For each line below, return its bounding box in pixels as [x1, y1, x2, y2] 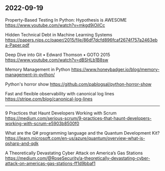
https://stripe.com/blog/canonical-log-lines [5, 96, 93, 102]
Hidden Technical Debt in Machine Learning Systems [5, 31, 112, 37]
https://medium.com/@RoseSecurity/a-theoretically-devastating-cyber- [5, 155, 150, 161]
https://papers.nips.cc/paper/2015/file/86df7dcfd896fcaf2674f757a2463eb [5, 37, 158, 43]
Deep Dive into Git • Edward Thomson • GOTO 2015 [5, 52, 110, 57]
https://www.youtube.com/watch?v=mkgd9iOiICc [5, 22, 106, 28]
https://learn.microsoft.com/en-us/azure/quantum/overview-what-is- [5, 135, 145, 141]
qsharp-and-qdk [5, 140, 39, 146]
